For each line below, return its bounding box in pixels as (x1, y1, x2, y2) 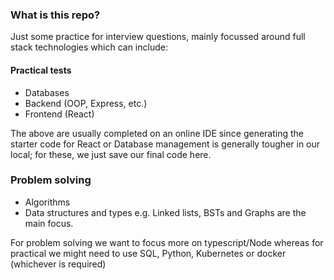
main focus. (24, 217, 74, 229)
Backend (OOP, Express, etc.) (24, 97, 148, 109)
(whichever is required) (10, 258, 107, 270)
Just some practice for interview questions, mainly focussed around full (10, 31, 306, 43)
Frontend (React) (24, 108, 95, 120)
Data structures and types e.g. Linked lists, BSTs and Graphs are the (24, 206, 307, 218)
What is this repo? (10, 8, 101, 22)
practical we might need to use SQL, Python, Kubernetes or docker (10, 247, 287, 259)
